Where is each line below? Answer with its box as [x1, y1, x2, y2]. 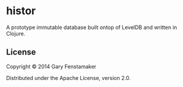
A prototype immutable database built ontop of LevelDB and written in [6, 24, 177, 31]
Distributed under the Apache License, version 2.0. [6, 74, 131, 81]
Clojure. [6, 30, 26, 37]
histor [6, 4, 36, 18]
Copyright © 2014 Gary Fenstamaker [6, 63, 97, 70]
